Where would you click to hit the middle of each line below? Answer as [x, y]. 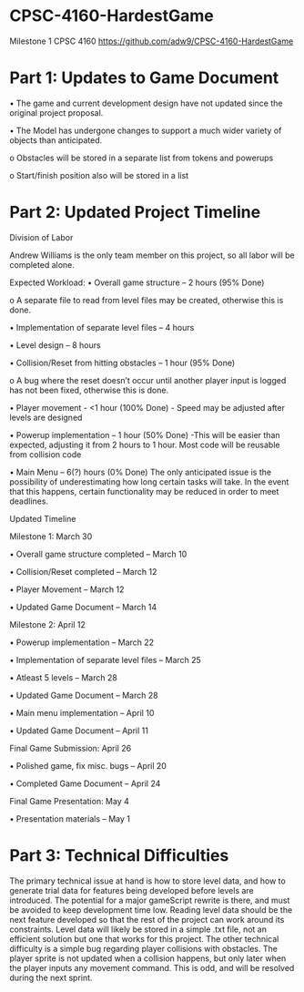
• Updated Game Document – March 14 [83, 607]
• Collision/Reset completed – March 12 [83, 571]
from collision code [46, 454]
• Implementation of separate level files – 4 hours [102, 327]
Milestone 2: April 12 [48, 624]
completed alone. [42, 264]
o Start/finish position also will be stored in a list [99, 175]
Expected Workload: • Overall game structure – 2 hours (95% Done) [137, 282]
